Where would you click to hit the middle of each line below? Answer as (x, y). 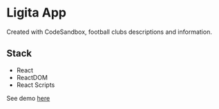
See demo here (28, 98)
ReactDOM (32, 77)
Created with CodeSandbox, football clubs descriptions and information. (109, 32)
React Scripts (36, 85)
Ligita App (37, 13)
